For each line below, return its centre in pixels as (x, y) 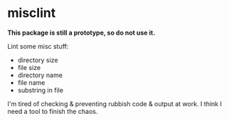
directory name (40, 75)
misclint (32, 13)
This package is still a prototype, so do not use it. (81, 33)
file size (29, 67)
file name (31, 82)
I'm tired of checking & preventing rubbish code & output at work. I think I (114, 103)
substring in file (41, 90)
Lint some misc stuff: (38, 46)
